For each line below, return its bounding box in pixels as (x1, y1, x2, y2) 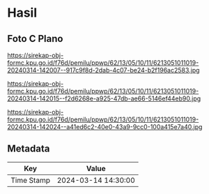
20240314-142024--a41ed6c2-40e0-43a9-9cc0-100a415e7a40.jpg (7, 123, 203, 130)
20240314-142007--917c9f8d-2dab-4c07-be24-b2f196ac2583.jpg (7, 66, 200, 74)
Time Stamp (10, 175, 51, 185)
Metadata (7, 143, 50, 155)
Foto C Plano (7, 33, 63, 45)
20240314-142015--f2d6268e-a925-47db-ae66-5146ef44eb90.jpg (7, 94, 201, 103)
